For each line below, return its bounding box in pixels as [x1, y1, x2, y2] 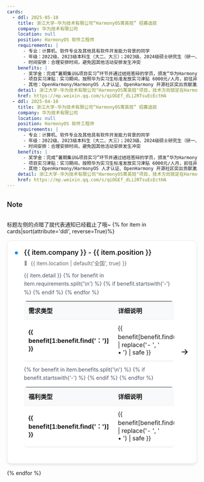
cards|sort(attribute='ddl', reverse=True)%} [7, 227, 115, 235]
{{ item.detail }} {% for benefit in [24, 272, 104, 279]
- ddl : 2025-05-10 [12, 14, 59, 20]
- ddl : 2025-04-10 [12, 98, 59, 104]
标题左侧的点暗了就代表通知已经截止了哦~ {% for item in [7, 221, 147, 228]
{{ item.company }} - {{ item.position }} [24, 248, 152, 257]
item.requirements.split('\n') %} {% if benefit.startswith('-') [24, 280, 170, 287]
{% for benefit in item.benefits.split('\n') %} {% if [24, 366, 145, 374]
